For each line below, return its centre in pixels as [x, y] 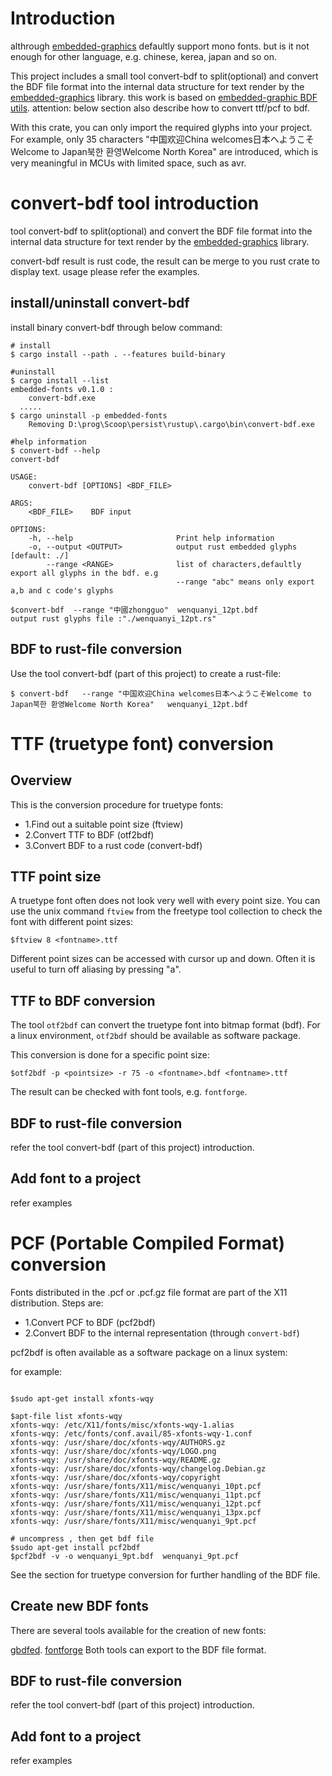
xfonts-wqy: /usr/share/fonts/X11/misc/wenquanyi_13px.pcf [136, 1512]
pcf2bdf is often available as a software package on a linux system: [149, 1352]
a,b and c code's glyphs [62, 590]
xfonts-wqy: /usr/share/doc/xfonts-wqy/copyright [116, 1477]
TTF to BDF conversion [83, 1000]
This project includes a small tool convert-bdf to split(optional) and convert [164, 76]
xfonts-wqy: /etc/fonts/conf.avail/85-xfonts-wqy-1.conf [131, 1433]
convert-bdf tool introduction [135, 203]
